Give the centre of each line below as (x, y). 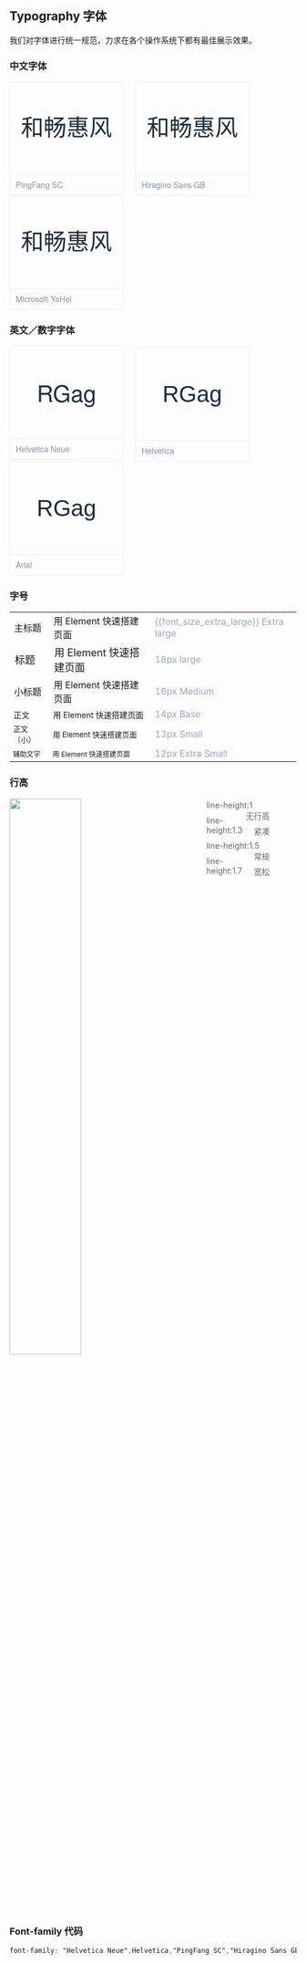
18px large (178, 660)
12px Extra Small (191, 754)
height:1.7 (224, 871)
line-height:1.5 (233, 845)
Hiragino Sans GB (173, 185)
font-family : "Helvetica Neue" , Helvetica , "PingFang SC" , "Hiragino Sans (148, 1950)
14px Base (178, 715)
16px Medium (184, 692)
